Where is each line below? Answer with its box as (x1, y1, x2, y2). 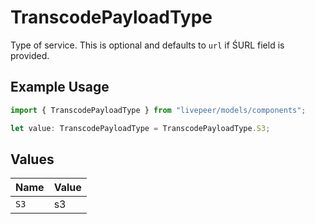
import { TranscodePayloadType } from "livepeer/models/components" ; (10, 105, 307, 115)
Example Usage (10, 79, 110, 96)
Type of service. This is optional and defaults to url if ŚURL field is (10, 39, 285, 51)
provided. (10, 49, 50, 61)
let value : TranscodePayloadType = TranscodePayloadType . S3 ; (10, 123, 271, 133)
